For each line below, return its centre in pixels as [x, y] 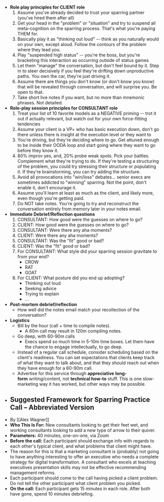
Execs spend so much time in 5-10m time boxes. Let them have [89, 341]
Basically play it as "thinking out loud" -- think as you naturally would [88, 39]
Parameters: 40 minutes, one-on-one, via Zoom [60, 435]
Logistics [20, 320]
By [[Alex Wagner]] [29, 420]
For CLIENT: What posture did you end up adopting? [71, 278]
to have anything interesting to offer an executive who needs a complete [84, 457]
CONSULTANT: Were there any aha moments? [65, 230]
